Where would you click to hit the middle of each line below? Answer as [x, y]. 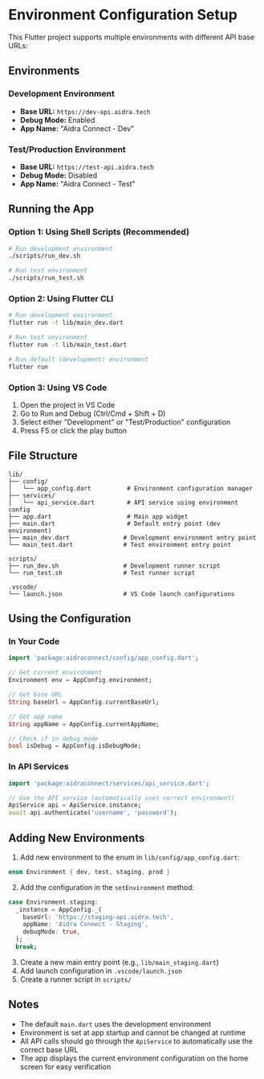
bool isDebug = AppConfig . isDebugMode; [75, 746]
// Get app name [35, 716]
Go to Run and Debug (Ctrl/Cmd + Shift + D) [93, 413]
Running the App [51, 209]
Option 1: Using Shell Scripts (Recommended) [99, 232]
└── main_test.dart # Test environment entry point [120, 544]
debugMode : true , [52, 932]
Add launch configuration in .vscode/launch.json [101, 970]
